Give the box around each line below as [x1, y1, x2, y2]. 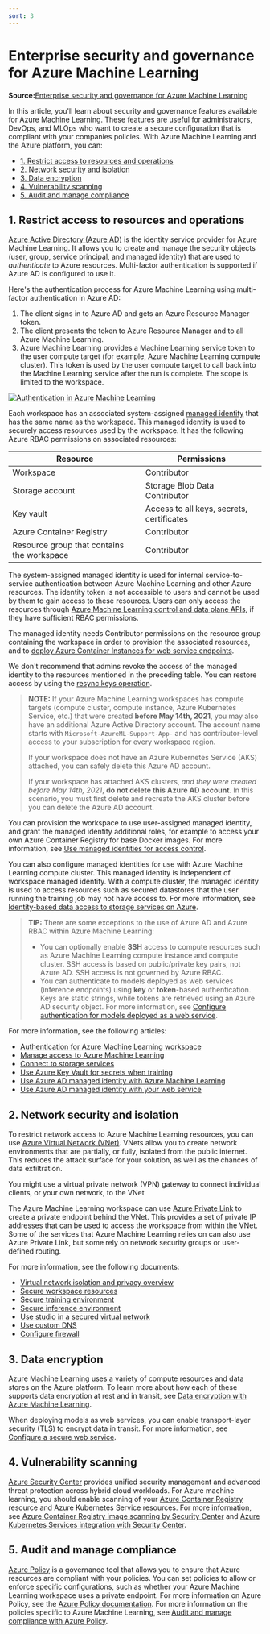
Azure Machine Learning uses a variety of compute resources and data [8, 1374, 244, 1383]
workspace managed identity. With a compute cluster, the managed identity [8, 876, 260, 887]
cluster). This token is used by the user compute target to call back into [19, 360, 256, 370]
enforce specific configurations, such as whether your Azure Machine [8, 1582, 240, 1591]
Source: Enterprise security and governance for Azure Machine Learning [8, 90, 248, 100]
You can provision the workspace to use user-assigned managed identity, [8, 818, 252, 828]
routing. [35, 1246, 62, 1256]
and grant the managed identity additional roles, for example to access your [8, 827, 260, 837]
